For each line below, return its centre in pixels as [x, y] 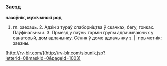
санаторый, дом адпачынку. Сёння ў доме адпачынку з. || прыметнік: [87, 38]
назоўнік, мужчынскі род [33, 18]
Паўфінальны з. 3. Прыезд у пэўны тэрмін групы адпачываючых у [83, 33]
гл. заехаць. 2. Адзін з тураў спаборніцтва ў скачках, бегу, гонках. [83, 27]
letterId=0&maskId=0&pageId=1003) [43, 58]
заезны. [21, 43]
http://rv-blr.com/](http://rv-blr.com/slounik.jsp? [56, 53]
